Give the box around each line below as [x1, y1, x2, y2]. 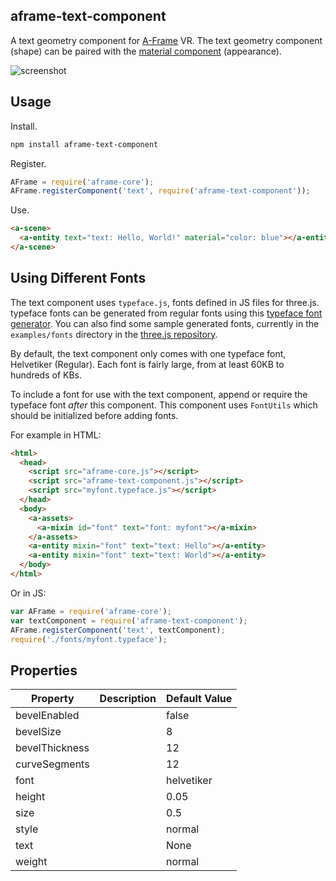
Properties [10, 662, 78, 679]
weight [15, 855, 48, 869]
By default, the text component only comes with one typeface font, [10, 347, 287, 359]
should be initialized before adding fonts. [10, 409, 179, 421]
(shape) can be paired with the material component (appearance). [10, 45, 282, 57]
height [15, 790, 46, 804]
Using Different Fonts [10, 270, 147, 287]
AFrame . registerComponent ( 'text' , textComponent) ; [10, 625, 226, 635]
